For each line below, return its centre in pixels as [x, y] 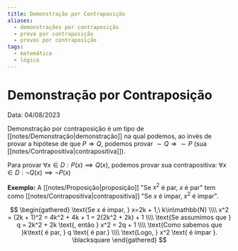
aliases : [20, 21]
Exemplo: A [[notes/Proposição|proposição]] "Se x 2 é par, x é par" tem [112, 186]
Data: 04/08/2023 [34, 115]
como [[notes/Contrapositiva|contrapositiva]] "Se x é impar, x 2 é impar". [113, 195]
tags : [15, 47]
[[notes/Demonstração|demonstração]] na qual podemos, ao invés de [109, 136]
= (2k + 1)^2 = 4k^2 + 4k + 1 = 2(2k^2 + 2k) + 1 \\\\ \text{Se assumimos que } [119, 217]
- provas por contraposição [55, 40]
